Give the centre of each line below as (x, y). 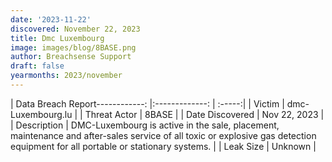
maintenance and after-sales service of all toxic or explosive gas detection (163, 135)
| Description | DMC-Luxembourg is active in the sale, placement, (145, 125)
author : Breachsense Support (71, 57)
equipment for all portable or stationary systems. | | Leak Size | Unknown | (163, 146)
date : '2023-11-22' (51, 19)
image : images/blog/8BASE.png (73, 47)
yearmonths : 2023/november (66, 76)
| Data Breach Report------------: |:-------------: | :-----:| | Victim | (147, 103)
